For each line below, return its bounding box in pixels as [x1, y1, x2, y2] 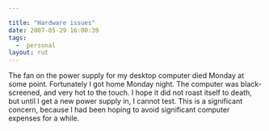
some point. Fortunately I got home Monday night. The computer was [8, 80, 239, 89]
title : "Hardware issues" [8, 18, 95, 27]
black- [240, 80, 263, 89]
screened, [8, 88, 42, 97]
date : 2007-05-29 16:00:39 [8, 26, 99, 35]
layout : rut [8, 49, 48, 57]
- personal [15, 41, 57, 49]
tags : [8, 34, 27, 42]
